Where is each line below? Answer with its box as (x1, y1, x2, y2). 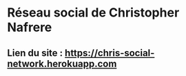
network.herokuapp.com (7, 57, 117, 70)
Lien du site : (7, 47, 63, 59)
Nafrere (7, 19, 52, 35)
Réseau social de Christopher (7, 5, 180, 21)
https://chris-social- (64, 47, 155, 59)
